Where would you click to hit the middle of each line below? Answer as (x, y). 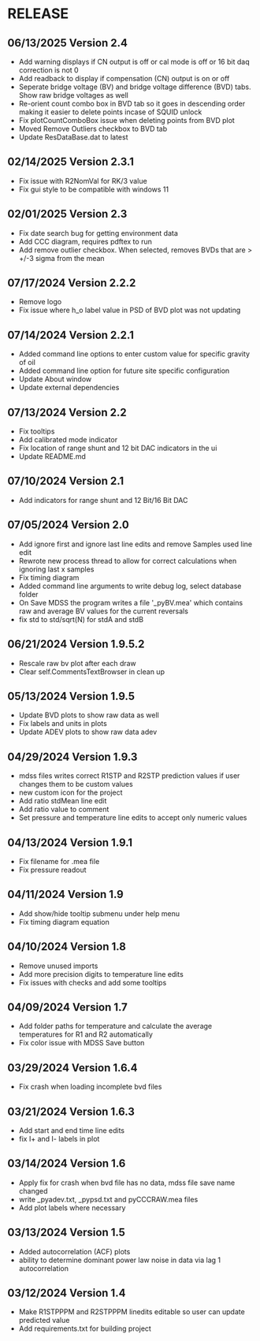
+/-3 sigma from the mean (61, 258)
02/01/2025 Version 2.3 (67, 214)
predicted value (44, 1321)
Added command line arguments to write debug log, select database (130, 586)
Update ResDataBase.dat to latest (73, 137)
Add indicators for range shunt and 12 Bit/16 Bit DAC (103, 500)
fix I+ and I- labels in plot (59, 1139)
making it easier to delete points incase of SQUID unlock (110, 112)
